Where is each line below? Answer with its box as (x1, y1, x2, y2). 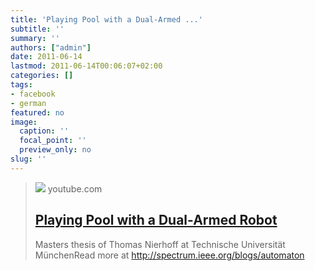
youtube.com (47, 182, 103, 195)
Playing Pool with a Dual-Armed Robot (34, 212, 278, 229)
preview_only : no (19, 145, 92, 155)
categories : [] (10, 71, 74, 81)
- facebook (10, 89, 56, 99)
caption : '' (19, 126, 70, 136)
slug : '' (10, 154, 47, 164)
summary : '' (10, 33, 60, 43)
